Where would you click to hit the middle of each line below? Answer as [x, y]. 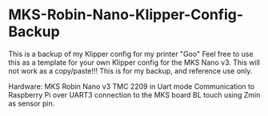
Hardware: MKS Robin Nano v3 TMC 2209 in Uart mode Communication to [132, 86]
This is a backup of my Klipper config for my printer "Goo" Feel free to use [131, 54]
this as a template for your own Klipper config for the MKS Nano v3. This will [134, 62]
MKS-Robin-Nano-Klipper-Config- [126, 15]
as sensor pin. [32, 103]
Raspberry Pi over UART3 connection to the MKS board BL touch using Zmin [134, 94]
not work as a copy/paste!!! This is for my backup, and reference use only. [130, 70]
